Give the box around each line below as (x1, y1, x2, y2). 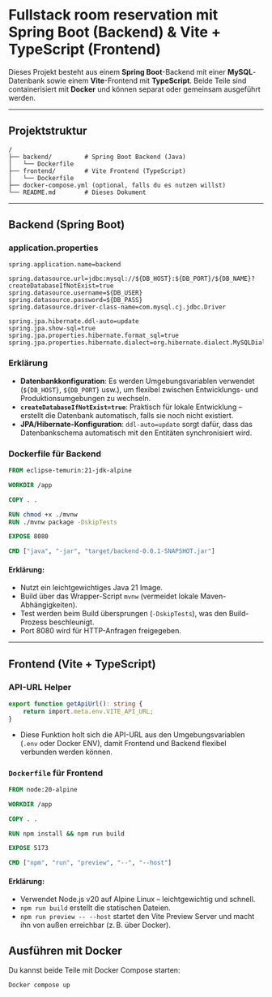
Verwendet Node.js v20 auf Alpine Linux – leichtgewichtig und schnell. (19, 895, 256, 904)
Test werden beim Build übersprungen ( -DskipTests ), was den (19, 609, 227, 619)
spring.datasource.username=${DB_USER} (8, 289, 143, 297)
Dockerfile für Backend (8, 448, 101, 460)
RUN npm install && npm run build (8, 830, 125, 838)
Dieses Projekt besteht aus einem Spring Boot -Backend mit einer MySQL (8, 67, 253, 76)
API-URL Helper (8, 681, 72, 693)
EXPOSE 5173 (8, 844, 49, 852)
